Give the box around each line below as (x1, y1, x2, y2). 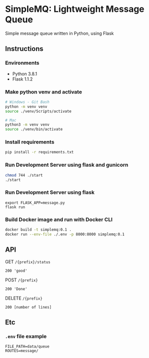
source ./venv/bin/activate (5, 127, 63, 132)
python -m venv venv (5, 104, 48, 109)
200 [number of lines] (5, 305, 52, 310)
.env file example (5, 333, 47, 340)
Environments (5, 59, 39, 66)
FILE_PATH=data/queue (5, 344, 50, 349)
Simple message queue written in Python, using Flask (5, 30, 114, 36)
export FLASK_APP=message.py (5, 200, 65, 205)
